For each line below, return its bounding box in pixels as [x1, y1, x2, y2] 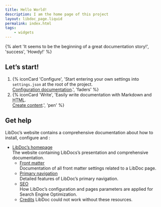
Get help [5, 117, 32, 125]
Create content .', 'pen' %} [12, 102, 65, 108]
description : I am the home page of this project [5, 12, 109, 17]
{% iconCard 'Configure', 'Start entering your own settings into [12, 76, 139, 82]
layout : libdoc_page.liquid [5, 16, 63, 21]
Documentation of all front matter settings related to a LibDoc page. [19, 165, 157, 171]
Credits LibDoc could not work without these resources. [19, 196, 133, 202]
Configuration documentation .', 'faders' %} [12, 87, 99, 92]
